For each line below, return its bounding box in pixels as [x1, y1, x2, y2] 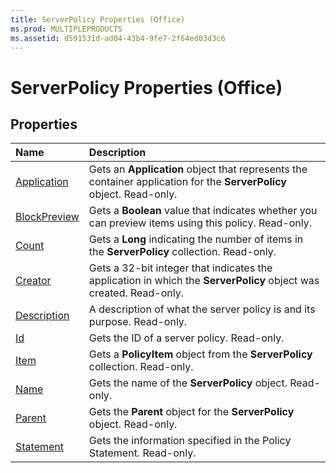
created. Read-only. [88, 286, 185, 300]
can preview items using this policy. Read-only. [88, 216, 312, 230]
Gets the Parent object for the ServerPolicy [88, 405, 295, 419]
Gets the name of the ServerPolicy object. [88, 376, 288, 390]
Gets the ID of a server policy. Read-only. [88, 331, 285, 345]
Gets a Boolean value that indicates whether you [88, 204, 318, 218]
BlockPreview [15, 210, 80, 224]
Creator [15, 274, 52, 288]
